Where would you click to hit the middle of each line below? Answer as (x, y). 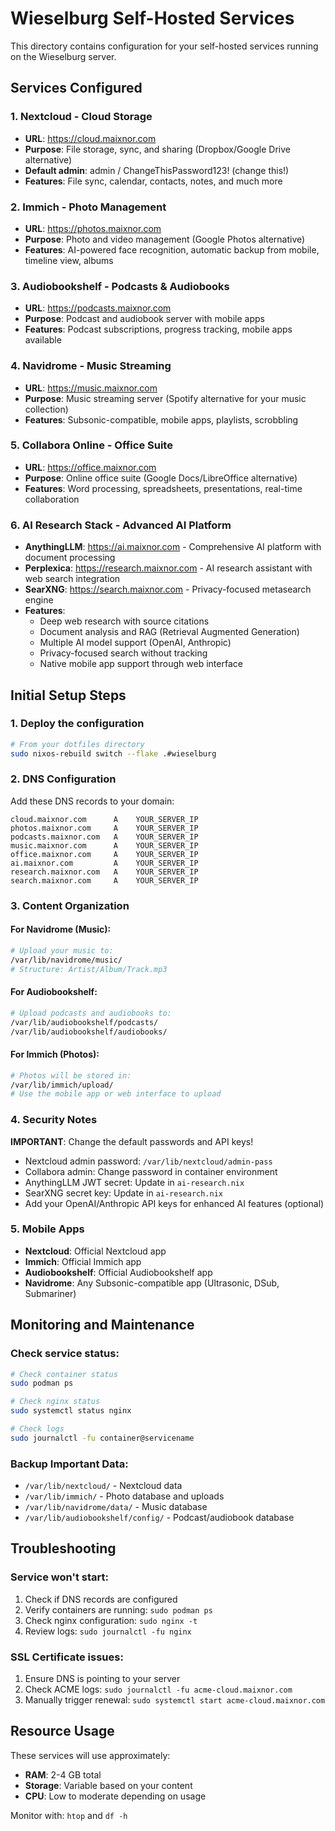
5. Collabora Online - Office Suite (91, 445)
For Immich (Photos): (55, 1054)
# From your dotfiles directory (77, 744)
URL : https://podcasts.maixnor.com (98, 308)
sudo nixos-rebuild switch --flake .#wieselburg (113, 753)
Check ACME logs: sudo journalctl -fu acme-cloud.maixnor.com (158, 1689)
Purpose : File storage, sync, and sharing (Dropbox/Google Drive (157, 149)
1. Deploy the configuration (77, 724)
